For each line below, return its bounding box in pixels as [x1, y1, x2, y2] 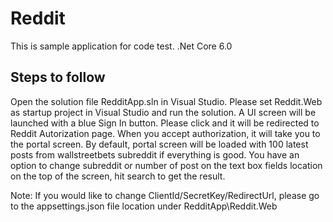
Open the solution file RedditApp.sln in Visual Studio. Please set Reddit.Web [10, 95, 323, 107]
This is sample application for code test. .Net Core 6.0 [10, 40, 233, 52]
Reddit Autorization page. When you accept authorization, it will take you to [10, 127, 321, 139]
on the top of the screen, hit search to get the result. [10, 170, 226, 182]
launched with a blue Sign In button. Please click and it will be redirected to [10, 117, 320, 129]
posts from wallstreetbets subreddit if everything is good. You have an [10, 148, 300, 161]
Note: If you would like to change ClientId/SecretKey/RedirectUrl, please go [10, 189, 320, 201]
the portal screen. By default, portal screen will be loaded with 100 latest [10, 138, 309, 150]
